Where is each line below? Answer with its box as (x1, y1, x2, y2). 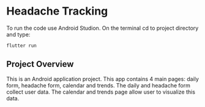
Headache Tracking (6, 4, 108, 18)
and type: (6, 30, 31, 38)
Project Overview (6, 59, 74, 69)
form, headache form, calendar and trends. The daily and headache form (6, 81, 191, 89)
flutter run (6, 43, 37, 49)
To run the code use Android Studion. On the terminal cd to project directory (6, 24, 199, 32)
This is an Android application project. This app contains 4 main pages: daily (6, 75, 199, 83)
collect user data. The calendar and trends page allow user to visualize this (6, 88, 196, 95)
